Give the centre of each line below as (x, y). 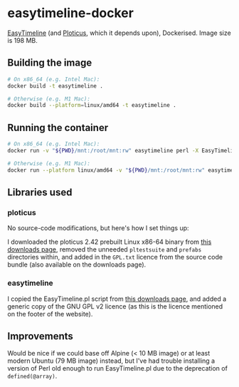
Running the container (58, 127)
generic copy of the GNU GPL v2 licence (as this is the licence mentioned (115, 306)
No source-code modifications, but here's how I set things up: (99, 228)
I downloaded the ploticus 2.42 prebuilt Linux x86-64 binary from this (110, 242)
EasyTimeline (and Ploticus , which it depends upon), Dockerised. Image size (119, 33)
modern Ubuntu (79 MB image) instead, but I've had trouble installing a (111, 361)
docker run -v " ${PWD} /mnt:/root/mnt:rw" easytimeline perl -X (103, 150)
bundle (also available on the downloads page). (77, 264)
